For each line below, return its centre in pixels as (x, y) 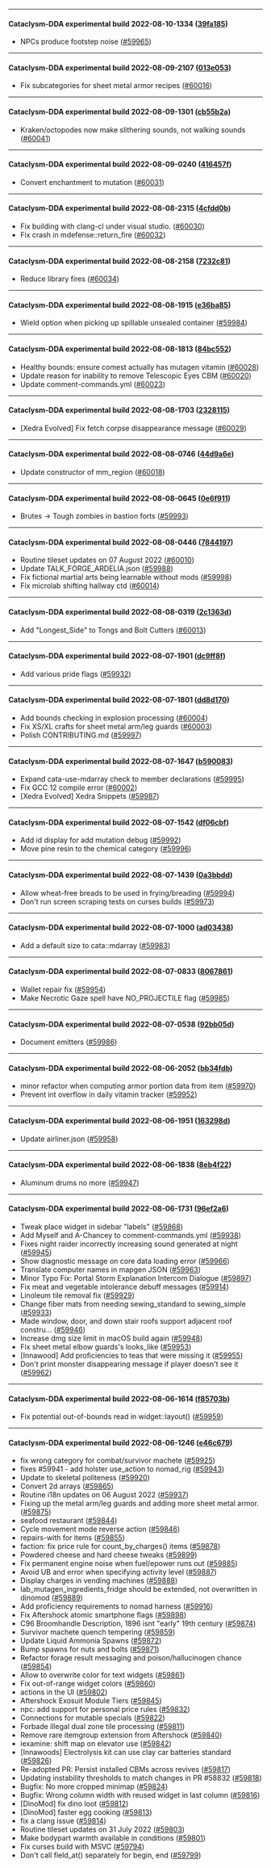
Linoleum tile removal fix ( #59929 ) (77, 1295)
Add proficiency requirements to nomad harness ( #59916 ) (117, 1606)
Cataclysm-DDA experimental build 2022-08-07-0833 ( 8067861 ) (121, 972)
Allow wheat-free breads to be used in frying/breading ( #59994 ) (127, 892)
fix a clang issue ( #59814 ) (63, 1821)
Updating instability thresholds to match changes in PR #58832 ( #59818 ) (141, 1778)
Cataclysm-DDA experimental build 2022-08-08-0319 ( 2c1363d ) (120, 612)
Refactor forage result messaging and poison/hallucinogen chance (131, 1658)
